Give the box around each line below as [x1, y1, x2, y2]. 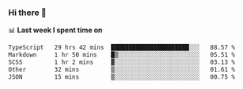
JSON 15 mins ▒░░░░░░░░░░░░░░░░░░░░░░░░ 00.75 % [8, 72, 236, 81]
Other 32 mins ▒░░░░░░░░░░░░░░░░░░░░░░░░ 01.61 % [8, 65, 236, 73]
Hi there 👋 [8, 7, 47, 18]
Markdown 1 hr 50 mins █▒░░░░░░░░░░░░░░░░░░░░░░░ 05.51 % [8, 51, 236, 59]
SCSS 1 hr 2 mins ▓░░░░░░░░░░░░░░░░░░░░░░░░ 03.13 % [8, 58, 236, 66]
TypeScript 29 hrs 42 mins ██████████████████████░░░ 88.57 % [8, 43, 236, 52]
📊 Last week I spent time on [8, 25, 103, 35]
